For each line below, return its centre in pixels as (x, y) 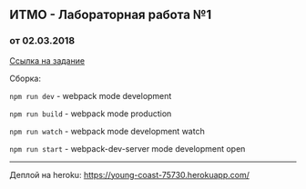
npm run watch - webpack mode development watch (107, 131)
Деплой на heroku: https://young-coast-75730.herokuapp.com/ (130, 174)
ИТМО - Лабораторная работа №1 (111, 15)
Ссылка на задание (47, 60)
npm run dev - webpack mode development (91, 95)
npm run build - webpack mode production (91, 114)
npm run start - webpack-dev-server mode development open (127, 148)
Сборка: (25, 78)
